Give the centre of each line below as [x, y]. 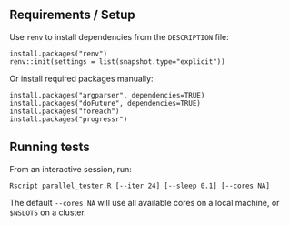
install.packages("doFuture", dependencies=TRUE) [105, 103]
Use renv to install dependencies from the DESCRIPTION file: [119, 36]
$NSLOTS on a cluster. [48, 212]
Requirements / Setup [73, 15]
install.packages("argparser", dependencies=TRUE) [107, 95]
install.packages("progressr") [69, 119]
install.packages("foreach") [65, 111]
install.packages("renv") [58, 54]
